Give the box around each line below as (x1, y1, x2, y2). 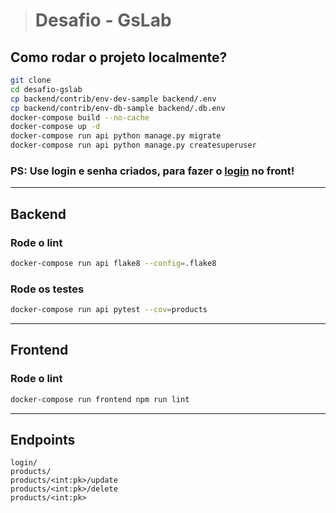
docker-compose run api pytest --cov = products (10, 305, 208, 315)
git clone (10, 75, 52, 85)
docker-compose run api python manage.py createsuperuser (10, 140, 257, 151)
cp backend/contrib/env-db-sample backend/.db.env (10, 103, 226, 113)
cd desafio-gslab (10, 84, 83, 94)
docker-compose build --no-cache (10, 112, 150, 123)
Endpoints (10, 431, 76, 448)
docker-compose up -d (10, 122, 101, 132)
